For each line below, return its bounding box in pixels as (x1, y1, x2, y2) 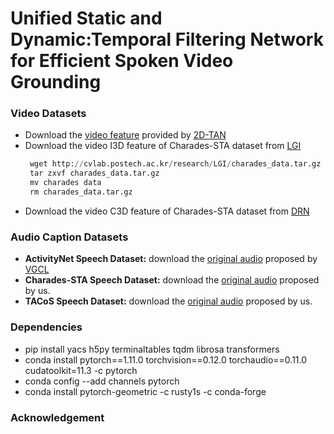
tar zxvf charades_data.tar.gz (29, 168, 160, 179)
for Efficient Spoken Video (10, 50, 234, 72)
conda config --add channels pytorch (24, 375, 180, 387)
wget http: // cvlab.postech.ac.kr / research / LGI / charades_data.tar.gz (29, 159, 322, 169)
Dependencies (10, 320, 83, 334)
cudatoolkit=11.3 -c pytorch (24, 364, 138, 376)
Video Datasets (10, 107, 87, 121)
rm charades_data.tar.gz (29, 187, 133, 197)
